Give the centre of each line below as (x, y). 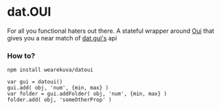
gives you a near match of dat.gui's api (62, 38)
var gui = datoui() (35, 82)
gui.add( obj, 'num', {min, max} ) (58, 88)
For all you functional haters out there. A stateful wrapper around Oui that (111, 31)
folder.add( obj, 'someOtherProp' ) (59, 100)
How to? (21, 55)
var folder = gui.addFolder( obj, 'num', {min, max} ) (87, 94)
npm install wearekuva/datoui (50, 70)
